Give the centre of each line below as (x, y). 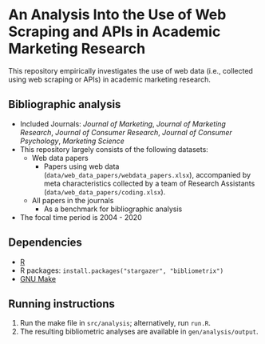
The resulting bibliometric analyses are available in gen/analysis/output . (139, 332)
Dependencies (45, 243)
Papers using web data (81, 166)
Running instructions (62, 304)
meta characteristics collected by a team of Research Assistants (149, 183)
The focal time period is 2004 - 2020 (81, 217)
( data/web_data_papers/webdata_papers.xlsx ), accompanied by (147, 174)
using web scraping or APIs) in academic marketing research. (110, 79)
